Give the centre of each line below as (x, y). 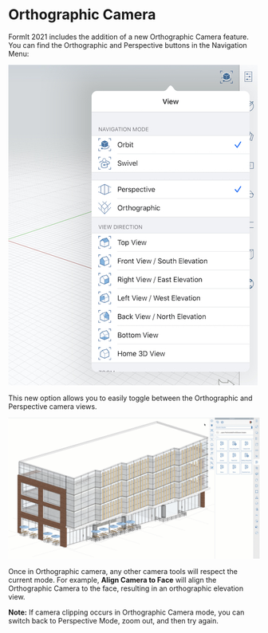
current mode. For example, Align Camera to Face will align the (112, 580)
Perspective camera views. (53, 406)
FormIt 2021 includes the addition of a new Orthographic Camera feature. (129, 37)
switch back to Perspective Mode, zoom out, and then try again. (114, 621)
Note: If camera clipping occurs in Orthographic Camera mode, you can (126, 612)
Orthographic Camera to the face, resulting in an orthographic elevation (126, 588)
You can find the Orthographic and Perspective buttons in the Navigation (128, 45)
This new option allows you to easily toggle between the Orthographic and (130, 398)
